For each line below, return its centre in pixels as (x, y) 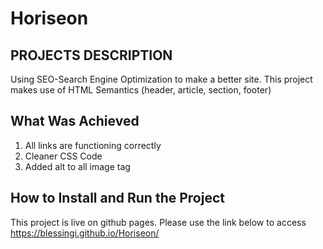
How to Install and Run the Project (117, 198)
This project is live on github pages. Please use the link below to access (158, 222)
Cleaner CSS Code (63, 156)
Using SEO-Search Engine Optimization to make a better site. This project (161, 79)
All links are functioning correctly (93, 145)
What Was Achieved (75, 121)
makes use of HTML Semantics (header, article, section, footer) (141, 90)
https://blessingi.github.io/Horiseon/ (85, 233)
